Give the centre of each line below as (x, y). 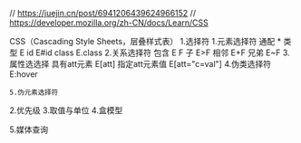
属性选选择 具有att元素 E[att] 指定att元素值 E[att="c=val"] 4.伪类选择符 (141, 64)
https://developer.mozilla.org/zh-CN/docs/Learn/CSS (109, 23)
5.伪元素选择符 (34, 92)
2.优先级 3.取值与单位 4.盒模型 (66, 110)
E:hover (24, 74)
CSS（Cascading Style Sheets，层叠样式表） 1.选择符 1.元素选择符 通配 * (146, 41)
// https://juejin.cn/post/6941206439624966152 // (103, 13)
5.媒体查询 (29, 129)
